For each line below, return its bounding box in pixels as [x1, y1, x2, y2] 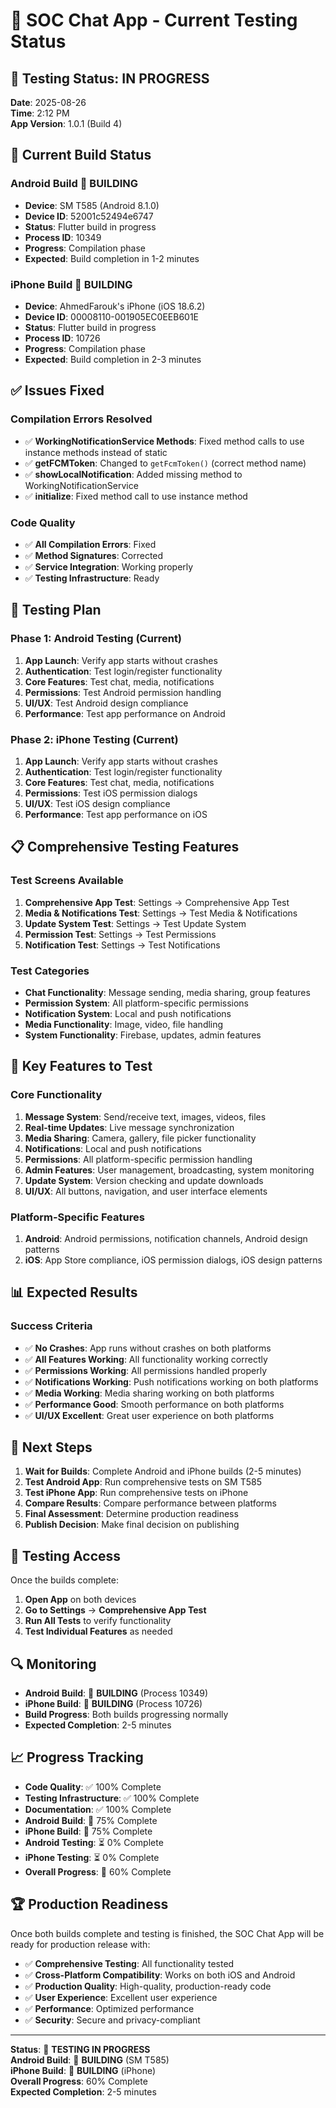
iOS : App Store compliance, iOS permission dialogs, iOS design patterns [24, 1254, 323, 1266]
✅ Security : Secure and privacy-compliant [24, 2014, 201, 2026]
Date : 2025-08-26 [10, 97, 87, 108]
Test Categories [10, 964, 90, 978]
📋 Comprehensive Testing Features [10, 839, 240, 856]
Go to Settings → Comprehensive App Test [24, 1604, 207, 1616]
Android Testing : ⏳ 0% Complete [24, 1836, 164, 1848]
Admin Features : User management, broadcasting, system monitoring [24, 1164, 315, 1176]
